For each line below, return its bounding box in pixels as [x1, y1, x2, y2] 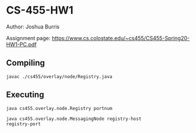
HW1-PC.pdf [6, 41, 37, 48]
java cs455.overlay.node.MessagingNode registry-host [6, 116, 142, 122]
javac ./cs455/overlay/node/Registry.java [6, 73, 113, 80]
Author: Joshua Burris [6, 23, 60, 30]
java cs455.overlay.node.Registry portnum [6, 105, 113, 111]
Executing [6, 90, 44, 100]
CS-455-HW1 [6, 4, 74, 17]
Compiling [6, 58, 46, 68]
